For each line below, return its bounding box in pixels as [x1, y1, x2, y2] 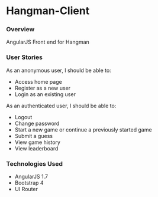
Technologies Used [6, 159, 63, 168]
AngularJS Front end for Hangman [6, 38, 90, 45]
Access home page [14, 78, 62, 85]
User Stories [6, 53, 43, 61]
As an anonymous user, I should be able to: [6, 67, 111, 74]
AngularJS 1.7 [14, 173, 49, 180]
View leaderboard [14, 145, 59, 152]
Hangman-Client [6, 4, 90, 18]
